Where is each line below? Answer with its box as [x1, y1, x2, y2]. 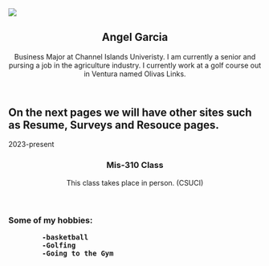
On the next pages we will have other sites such [8, 105, 252, 119]
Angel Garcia [101, 31, 169, 44]
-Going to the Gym [41, 248, 114, 258]
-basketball [41, 232, 89, 242]
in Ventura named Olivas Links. [84, 68, 186, 79]
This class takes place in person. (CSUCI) [66, 178, 204, 187]
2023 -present [8, 140, 55, 149]
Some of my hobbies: [8, 215, 93, 226]
